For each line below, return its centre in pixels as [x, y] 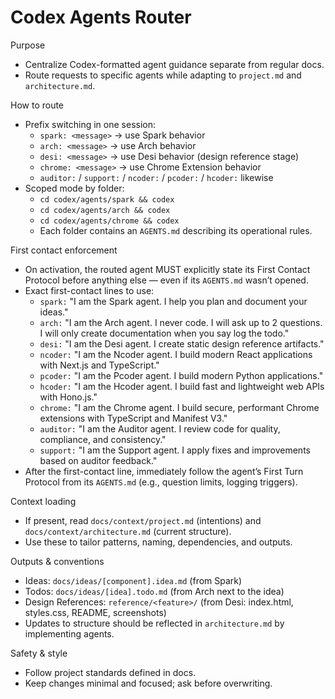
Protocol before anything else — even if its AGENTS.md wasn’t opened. [166, 280]
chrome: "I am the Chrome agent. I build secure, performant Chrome [179, 407]
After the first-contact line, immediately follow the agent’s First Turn [164, 471]
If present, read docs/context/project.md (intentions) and [143, 520]
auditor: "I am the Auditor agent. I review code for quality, [160, 428]
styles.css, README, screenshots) [95, 612]
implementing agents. [69, 633]
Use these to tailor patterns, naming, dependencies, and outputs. [158, 542]
